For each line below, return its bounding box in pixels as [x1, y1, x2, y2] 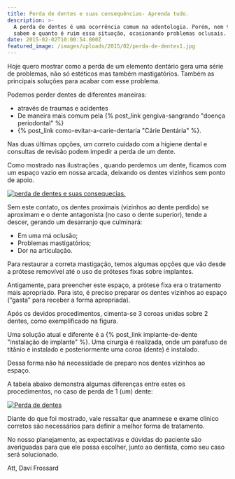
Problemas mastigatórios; [17, 239, 92, 247]
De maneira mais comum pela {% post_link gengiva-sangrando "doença [17, 111, 226, 120]
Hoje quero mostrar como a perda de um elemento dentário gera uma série [7, 62, 224, 70]
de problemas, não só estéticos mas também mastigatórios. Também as [7, 69, 215, 78]
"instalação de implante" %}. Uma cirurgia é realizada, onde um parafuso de [7, 338, 227, 346]
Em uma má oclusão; [17, 232, 78, 239]
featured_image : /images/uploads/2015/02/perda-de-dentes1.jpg [7, 43, 196, 50]
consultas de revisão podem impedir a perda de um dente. [7, 148, 176, 155]
